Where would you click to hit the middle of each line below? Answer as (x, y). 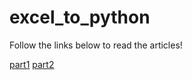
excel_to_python (80, 17)
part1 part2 (32, 64)
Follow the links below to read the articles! (96, 45)
